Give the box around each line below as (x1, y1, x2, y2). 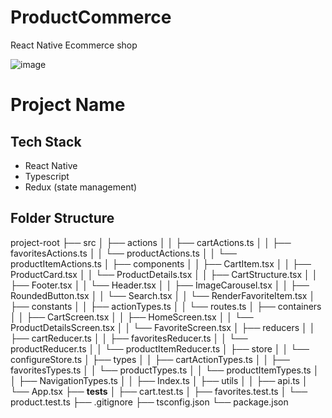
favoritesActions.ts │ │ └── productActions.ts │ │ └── (10, 247, 238, 259)
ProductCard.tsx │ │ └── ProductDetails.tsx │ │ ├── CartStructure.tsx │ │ (10, 268, 318, 280)
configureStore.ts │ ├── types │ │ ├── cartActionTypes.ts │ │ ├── (10, 353, 290, 365)
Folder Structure (10, 210, 115, 227)
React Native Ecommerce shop (10, 39, 138, 51)
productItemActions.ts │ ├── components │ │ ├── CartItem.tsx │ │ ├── (10, 257, 312, 270)
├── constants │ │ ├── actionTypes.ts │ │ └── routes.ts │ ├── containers (10, 300, 322, 312)
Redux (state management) (24, 181, 138, 193)
